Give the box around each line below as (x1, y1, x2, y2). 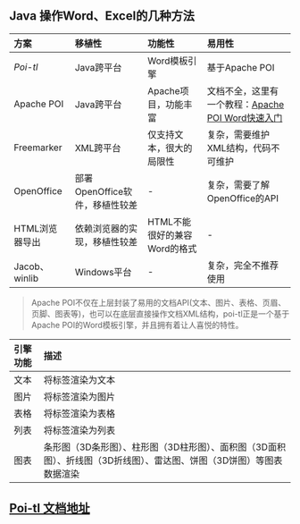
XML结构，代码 (206, 141, 271, 154)
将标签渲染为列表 (43, 424, 116, 436)
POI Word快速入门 (206, 111, 283, 123)
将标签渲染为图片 (43, 390, 116, 402)
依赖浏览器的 (74, 222, 129, 234)
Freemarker (13, 141, 62, 154)
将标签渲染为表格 (43, 407, 116, 419)
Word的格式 (146, 242, 197, 255)
